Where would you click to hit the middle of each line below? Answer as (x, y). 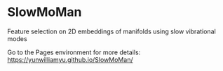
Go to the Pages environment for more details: (74, 52)
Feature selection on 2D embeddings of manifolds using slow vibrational (111, 31)
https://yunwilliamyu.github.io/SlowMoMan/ (70, 59)
